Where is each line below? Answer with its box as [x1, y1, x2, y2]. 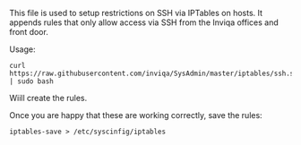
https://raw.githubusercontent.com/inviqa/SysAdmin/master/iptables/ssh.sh [9, 69, 298, 78]
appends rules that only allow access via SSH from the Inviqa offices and [9, 17, 279, 28]
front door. [9, 27, 49, 37]
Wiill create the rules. [9, 93, 88, 103]
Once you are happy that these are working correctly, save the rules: [9, 110, 262, 120]
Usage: [9, 44, 36, 55]
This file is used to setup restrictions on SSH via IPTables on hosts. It [9, 8, 262, 18]
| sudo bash [9, 77, 54, 86]
